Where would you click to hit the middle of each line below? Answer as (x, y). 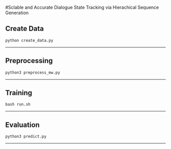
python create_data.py (29, 40)
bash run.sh (18, 105)
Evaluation (22, 125)
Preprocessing (29, 61)
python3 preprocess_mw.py (33, 72)
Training (19, 93)
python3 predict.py (26, 137)
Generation (17, 13)
